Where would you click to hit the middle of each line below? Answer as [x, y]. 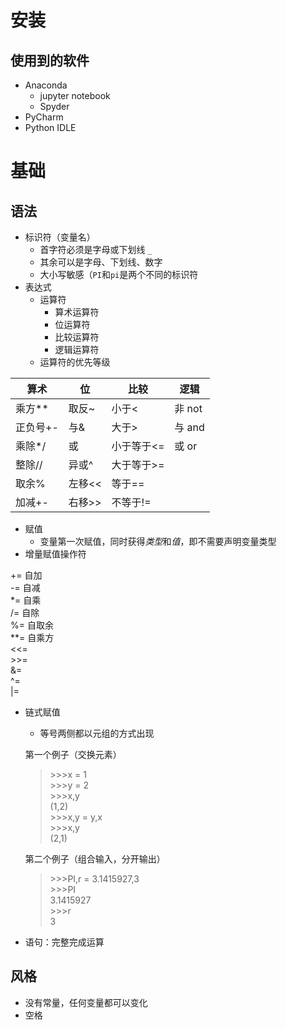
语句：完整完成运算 [64, 942]
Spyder [54, 106]
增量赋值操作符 [55, 554]
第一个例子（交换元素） [73, 754]
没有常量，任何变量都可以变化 [86, 1002]
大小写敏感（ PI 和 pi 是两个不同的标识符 [119, 274]
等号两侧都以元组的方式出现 [97, 733]
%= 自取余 [32, 625]
